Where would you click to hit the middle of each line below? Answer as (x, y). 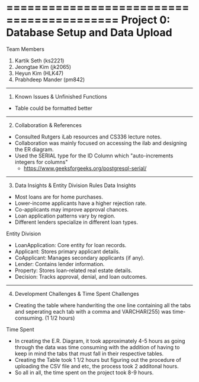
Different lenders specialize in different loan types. (76, 222)
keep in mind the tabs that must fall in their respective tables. (89, 353)
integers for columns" (41, 162)
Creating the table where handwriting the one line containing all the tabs (103, 305)
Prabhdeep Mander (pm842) (50, 79)
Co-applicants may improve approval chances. (72, 209)
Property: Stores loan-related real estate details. (73, 270)
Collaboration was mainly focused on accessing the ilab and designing (101, 143)
